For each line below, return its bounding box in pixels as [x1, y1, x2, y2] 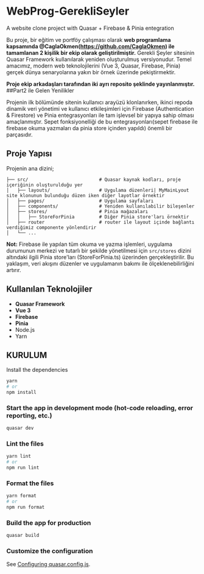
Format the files [6, 479, 54, 488]
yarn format [6, 493, 37, 499]
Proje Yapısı [6, 149, 52, 159]
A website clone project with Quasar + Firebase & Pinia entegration [6, 24, 175, 32]
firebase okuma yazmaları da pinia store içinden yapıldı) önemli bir [6, 124, 172, 131]
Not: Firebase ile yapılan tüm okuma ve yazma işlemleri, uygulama [6, 240, 172, 248]
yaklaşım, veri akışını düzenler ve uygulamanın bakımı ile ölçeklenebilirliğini [6, 260, 195, 267]
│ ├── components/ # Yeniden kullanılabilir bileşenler [6, 203, 195, 209]
